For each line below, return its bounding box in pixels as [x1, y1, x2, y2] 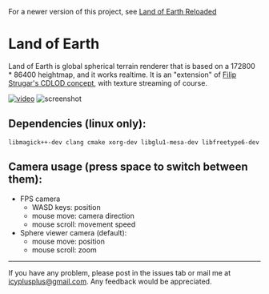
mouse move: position [31, 236, 106, 246]
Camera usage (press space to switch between [8, 160, 248, 174]
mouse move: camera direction [31, 211, 134, 220]
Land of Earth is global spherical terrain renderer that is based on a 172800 [8, 61, 256, 70]
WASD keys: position [31, 202, 102, 211]
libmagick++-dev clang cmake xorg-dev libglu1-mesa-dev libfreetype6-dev [8, 138, 260, 147]
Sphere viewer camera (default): [19, 228, 127, 237]
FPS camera [19, 194, 61, 203]
